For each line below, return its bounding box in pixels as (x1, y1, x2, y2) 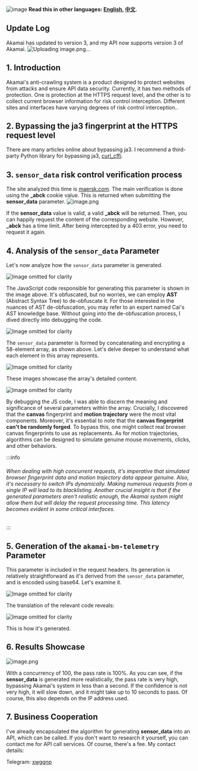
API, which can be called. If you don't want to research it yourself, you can (6, 734, 188, 741)
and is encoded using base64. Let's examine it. (6, 579, 122, 586)
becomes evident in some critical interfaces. (6, 505, 115, 512)
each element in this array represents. (6, 352, 99, 359)
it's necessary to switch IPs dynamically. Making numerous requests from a (6, 480, 192, 487)
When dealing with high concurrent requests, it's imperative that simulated (6, 467, 190, 475)
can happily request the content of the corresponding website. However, (6, 216, 184, 223)
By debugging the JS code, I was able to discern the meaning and (6, 398, 168, 405)
